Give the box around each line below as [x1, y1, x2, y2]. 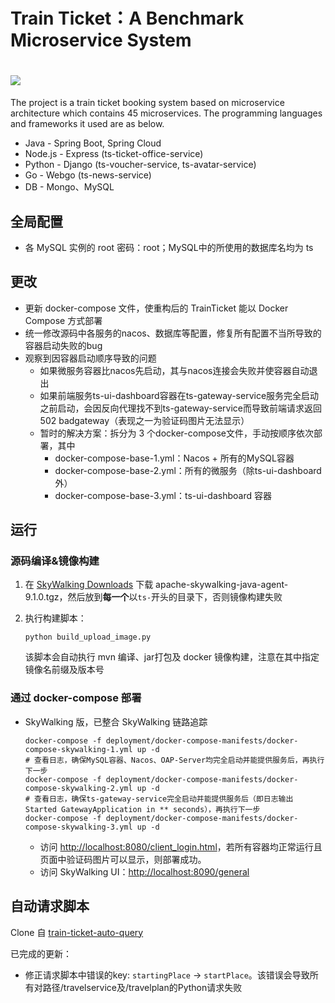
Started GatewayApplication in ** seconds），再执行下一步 [24, 804, 261, 814]
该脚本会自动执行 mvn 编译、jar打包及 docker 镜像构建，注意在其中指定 [24, 651, 320, 663]
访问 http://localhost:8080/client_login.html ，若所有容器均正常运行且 [39, 840, 323, 853]
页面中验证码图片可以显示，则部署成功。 [39, 853, 207, 865]
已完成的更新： [10, 947, 72, 959]
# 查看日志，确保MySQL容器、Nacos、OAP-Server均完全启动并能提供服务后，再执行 [24, 755, 325, 765]
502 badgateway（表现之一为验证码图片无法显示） [39, 414, 250, 426]
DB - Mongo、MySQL [24, 181, 115, 193]
